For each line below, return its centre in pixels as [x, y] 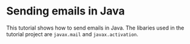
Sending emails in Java [66, 11]
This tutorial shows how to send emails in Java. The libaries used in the [95, 28]
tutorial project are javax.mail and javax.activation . [72, 34]
